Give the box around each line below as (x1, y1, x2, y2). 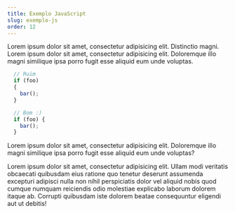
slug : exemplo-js (7, 17, 58, 24)
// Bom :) (13, 109, 42, 116)
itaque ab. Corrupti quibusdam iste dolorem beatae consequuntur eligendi (7, 192, 221, 200)
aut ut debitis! (7, 200, 47, 208)
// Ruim (13, 71, 36, 78)
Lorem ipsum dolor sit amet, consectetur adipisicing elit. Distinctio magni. (7, 43, 220, 51)
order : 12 (7, 23, 36, 30)
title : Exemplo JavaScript (7, 10, 86, 17)
